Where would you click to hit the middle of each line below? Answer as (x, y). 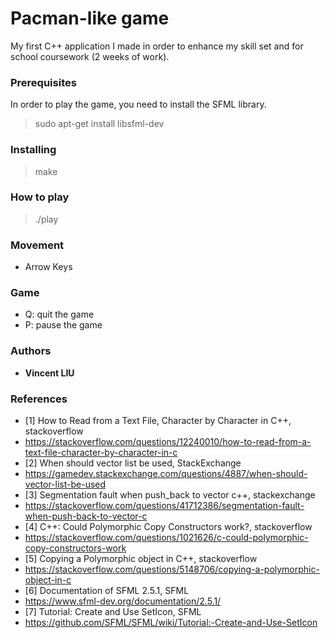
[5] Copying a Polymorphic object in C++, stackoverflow (141, 559)
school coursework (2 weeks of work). (90, 56)
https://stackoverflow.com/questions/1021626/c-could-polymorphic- (166, 538)
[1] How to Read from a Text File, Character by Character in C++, (158, 421)
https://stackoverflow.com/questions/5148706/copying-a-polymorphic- (172, 569)
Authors (31, 351)
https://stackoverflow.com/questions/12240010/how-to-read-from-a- (168, 442)
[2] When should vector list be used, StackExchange (133, 463)
